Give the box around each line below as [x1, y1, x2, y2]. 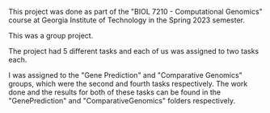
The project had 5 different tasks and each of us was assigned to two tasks [8, 46, 259, 55]
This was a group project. [8, 31, 94, 40]
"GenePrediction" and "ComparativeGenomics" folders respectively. [8, 96, 236, 105]
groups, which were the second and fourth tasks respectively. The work [8, 79, 248, 88]
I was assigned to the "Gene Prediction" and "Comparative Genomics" [8, 71, 243, 79]
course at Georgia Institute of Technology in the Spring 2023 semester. [8, 15, 245, 25]
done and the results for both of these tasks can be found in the [8, 87, 221, 97]
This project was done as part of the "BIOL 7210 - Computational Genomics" [8, 7, 263, 16]
